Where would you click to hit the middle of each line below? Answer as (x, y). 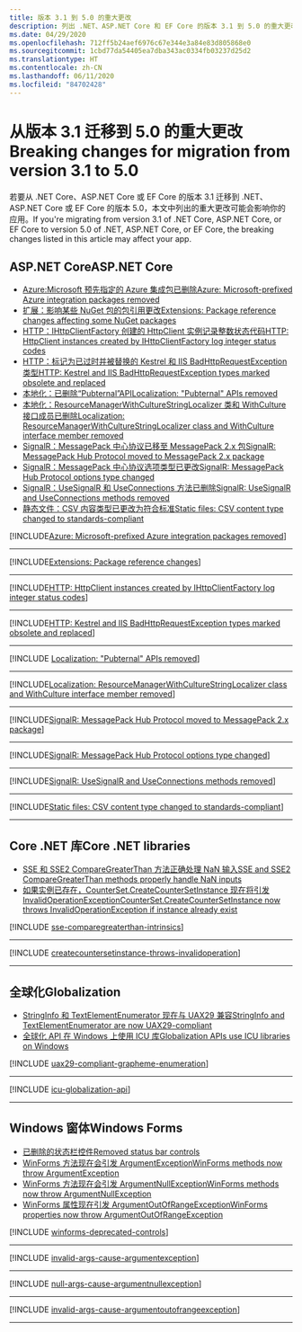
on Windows (45, 1046)
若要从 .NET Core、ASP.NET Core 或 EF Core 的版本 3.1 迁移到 (124, 196)
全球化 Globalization (65, 992)
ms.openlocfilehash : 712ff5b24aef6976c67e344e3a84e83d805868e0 (130, 43)
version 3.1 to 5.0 (74, 170)
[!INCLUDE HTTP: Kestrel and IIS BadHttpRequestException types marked (145, 623)
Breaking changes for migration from (150, 151)
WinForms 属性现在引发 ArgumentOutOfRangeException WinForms (145, 1204)
